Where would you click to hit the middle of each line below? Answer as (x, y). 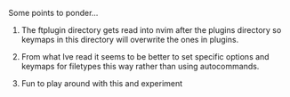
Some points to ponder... (53, 13)
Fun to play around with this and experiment (102, 83)
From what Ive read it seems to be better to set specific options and (145, 57)
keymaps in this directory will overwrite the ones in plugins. (130, 40)
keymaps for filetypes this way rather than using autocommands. (140, 66)
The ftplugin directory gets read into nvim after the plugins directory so (151, 30)
